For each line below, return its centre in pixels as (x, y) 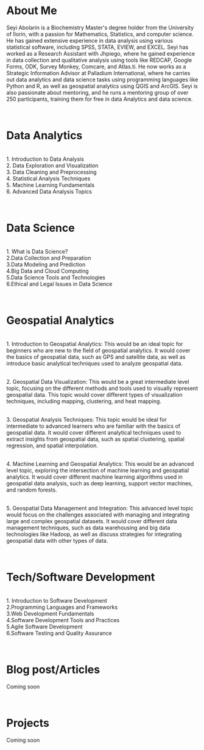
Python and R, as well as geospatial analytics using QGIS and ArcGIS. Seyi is (102, 86)
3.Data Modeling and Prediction (46, 264)
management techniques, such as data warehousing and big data (88, 528)
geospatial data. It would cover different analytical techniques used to (94, 432)
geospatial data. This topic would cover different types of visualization (94, 394)
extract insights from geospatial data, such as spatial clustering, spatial (95, 439)
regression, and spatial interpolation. (52, 445)
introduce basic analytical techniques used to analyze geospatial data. (94, 363)
